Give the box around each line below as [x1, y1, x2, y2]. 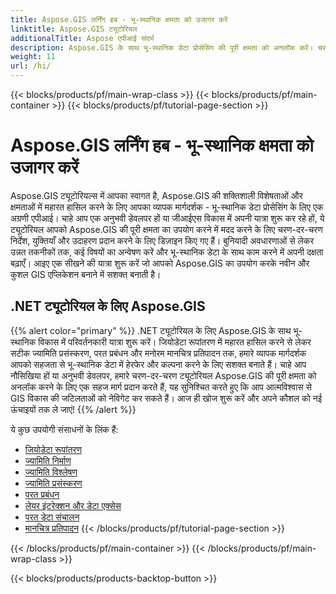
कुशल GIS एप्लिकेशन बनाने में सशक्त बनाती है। [10, 268, 162, 280]
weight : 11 [10, 52, 56, 62]
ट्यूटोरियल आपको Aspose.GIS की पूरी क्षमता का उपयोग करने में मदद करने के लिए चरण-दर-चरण [10, 223, 323, 235]
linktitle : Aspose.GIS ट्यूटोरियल [10, 24, 138, 34]
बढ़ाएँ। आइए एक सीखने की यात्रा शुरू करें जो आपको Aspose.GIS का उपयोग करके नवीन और [10, 257, 310, 269]
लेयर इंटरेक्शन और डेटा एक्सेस [24, 499, 122, 511]
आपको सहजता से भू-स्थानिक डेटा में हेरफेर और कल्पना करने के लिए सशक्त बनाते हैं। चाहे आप [10, 358, 307, 370]
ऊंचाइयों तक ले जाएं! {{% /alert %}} [10, 403, 137, 415]
